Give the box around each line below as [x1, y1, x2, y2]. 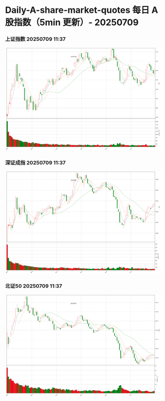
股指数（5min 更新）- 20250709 [5, 17, 139, 28]
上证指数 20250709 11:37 [5, 36, 66, 42]
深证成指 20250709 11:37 [5, 159, 66, 166]
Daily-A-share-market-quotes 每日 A [5, 4, 159, 16]
